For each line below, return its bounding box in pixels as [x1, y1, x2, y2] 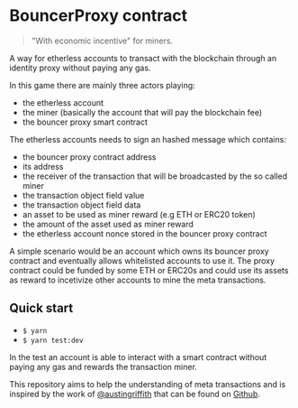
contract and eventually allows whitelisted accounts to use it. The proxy [9, 255, 275, 266]
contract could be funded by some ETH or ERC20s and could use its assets [9, 264, 289, 275]
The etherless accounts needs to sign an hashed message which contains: [9, 134, 286, 144]
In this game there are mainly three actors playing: [9, 79, 195, 90]
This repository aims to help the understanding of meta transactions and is [9, 378, 286, 389]
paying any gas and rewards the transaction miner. [9, 361, 198, 372]
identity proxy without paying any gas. [9, 62, 151, 73]
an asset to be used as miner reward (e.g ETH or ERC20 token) [22, 209, 257, 219]
